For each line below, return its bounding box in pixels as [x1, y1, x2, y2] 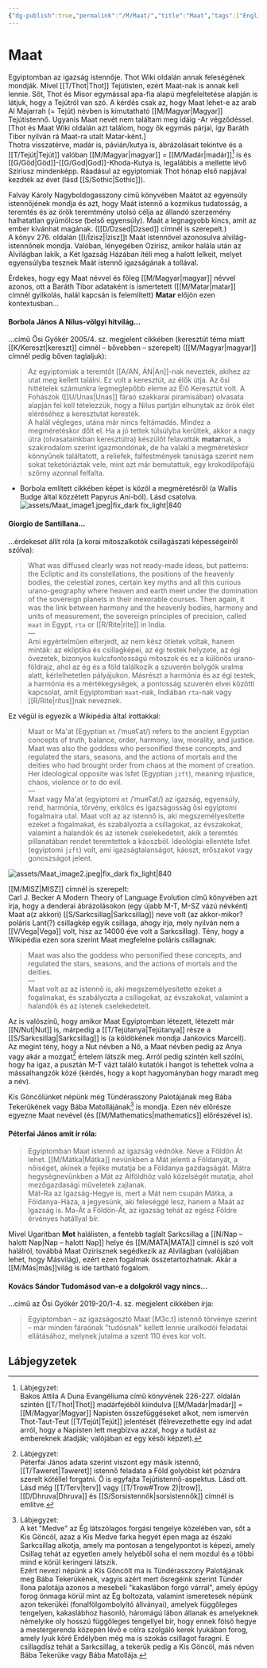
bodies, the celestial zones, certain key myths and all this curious [27, 577, 242, 587]
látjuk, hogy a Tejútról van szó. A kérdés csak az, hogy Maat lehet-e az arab [8, 97, 257, 107]
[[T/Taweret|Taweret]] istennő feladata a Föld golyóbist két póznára [19, 1466, 241, 1476]
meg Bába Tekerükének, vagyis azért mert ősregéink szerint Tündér [19, 1574, 242, 1584]
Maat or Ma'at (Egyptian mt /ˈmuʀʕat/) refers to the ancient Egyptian [27, 726, 250, 736]
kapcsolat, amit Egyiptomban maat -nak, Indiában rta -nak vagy [27, 687, 232, 697]
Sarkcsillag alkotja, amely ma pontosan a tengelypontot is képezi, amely [19, 1541, 256, 1550]
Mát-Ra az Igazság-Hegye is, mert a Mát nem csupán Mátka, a [27, 1188, 233, 1198]
